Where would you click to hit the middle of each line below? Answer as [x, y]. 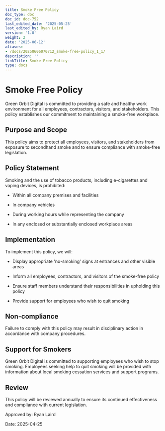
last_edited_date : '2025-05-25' [39, 24]
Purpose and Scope [36, 130]
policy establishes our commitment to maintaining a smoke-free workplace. [82, 114]
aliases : [14, 47]
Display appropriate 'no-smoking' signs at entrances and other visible [84, 261]
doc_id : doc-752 [22, 19]
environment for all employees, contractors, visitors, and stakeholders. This [82, 109]
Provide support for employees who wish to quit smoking [71, 301]
